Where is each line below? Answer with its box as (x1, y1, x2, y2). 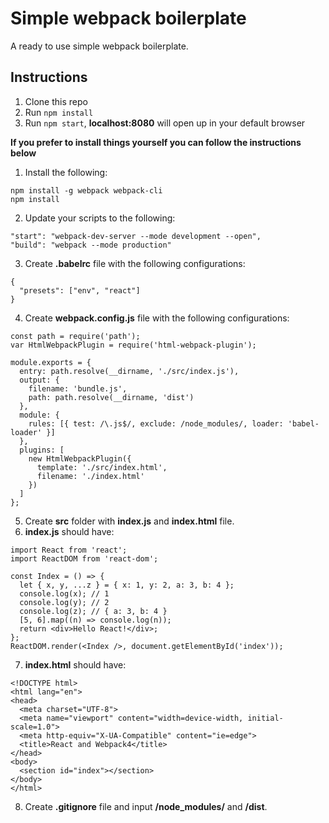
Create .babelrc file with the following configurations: (24, 257, 246, 269)
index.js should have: (24, 525, 115, 537)
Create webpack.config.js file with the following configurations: (24, 312, 290, 324)
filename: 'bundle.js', (28, 383, 128, 394)
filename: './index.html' (36, 471, 145, 481)
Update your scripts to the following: (24, 212, 176, 224)
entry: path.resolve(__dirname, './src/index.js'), (19, 366, 240, 376)
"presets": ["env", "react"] (19, 285, 141, 296)
